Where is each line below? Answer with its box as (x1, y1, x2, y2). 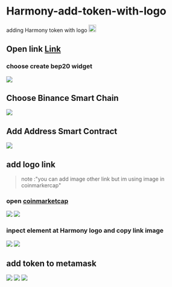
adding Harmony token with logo (6, 26, 88, 34)
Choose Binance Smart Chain (6, 93, 119, 103)
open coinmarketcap (6, 196, 69, 205)
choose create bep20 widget (6, 62, 92, 71)
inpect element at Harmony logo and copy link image (6, 227, 164, 235)
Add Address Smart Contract (6, 126, 118, 137)
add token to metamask (6, 259, 97, 269)
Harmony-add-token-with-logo (6, 4, 167, 18)
